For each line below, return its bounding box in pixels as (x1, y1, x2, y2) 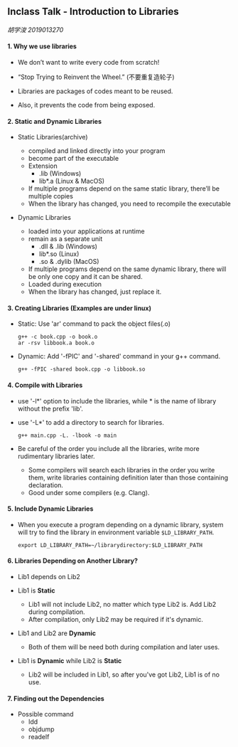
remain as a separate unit (28, 235, 103, 243)
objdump (28, 725, 55, 733)
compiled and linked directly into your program (28, 147, 166, 155)
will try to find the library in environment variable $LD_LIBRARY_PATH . (17, 528, 215, 536)
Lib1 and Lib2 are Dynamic (17, 629, 97, 637)
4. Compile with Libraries (7, 381, 83, 390)
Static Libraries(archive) (17, 133, 88, 142)
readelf (28, 733, 50, 741)
